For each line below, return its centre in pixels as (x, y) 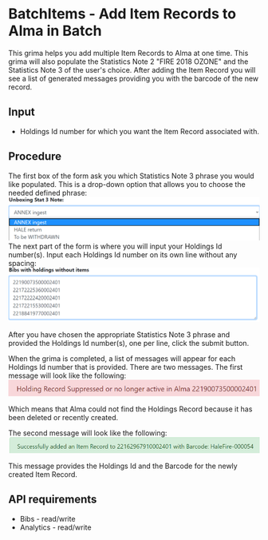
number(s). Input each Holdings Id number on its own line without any (123, 255)
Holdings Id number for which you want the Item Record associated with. (139, 131)
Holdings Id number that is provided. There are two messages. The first (126, 367)
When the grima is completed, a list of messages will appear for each (122, 358)
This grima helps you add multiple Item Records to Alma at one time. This (128, 53)
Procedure (35, 157)
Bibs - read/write (47, 518)
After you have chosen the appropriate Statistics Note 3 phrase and (119, 334)
